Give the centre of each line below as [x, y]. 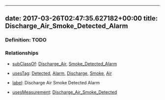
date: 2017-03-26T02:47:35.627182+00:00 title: [82, 18]
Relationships [22, 53]
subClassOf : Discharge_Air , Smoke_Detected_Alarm [64, 63]
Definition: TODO [26, 40]
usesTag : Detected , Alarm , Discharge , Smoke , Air [62, 73]
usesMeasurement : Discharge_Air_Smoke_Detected [65, 92]
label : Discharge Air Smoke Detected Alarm [56, 82]
